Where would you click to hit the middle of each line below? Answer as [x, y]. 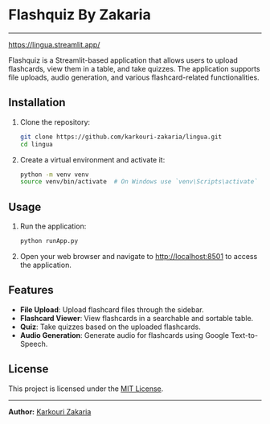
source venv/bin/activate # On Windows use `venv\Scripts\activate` [139, 182]
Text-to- [244, 335]
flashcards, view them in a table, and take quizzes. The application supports [134, 68]
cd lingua [37, 144]
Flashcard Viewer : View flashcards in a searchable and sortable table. [137, 318]
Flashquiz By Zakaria [80, 15]
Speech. [34, 344]
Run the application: [53, 226]
